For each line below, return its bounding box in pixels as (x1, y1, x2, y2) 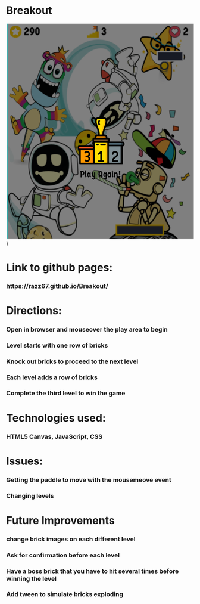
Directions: (6, 303, 62, 317)
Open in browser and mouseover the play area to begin (6, 325, 168, 333)
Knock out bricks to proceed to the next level (6, 357, 139, 366)
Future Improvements (6, 513, 115, 527)
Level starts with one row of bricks (6, 341, 108, 349)
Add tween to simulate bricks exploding (6, 590, 124, 599)
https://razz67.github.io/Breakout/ (6, 281, 108, 290)
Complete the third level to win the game (6, 389, 126, 397)
